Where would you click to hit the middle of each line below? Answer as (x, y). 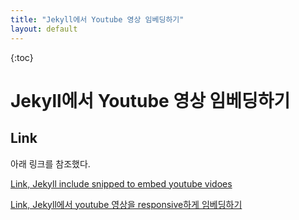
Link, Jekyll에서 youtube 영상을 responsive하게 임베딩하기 (126, 204)
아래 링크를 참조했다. (50, 163)
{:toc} (22, 57)
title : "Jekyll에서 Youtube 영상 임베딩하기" (97, 19)
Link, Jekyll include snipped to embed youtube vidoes (121, 183)
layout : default (44, 29)
